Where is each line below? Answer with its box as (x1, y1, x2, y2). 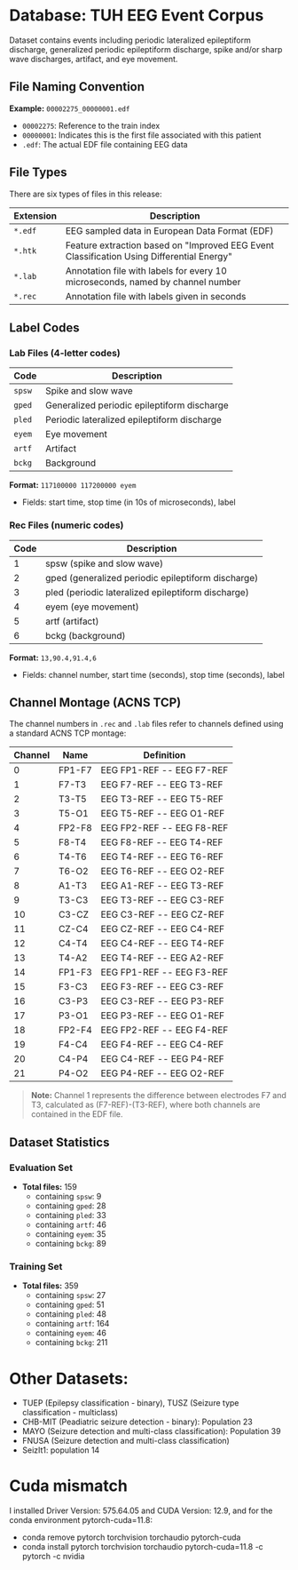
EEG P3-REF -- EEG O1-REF (100, 1009, 225, 1022)
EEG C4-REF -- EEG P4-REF (100, 1053, 224, 1065)
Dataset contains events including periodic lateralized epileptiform (9, 35, 251, 45)
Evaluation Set (9, 1161, 74, 1174)
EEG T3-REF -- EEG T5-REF (100, 793, 224, 805)
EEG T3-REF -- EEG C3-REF (100, 894, 224, 906)
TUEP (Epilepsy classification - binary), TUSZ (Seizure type (21, 1398, 239, 1408)
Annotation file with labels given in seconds (65, 290, 247, 302)
